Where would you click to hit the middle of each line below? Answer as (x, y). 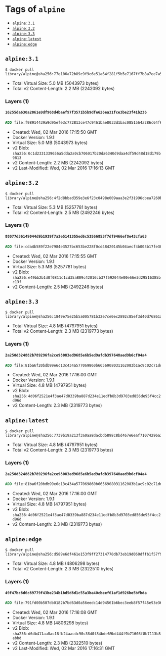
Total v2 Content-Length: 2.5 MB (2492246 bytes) (63, 212)
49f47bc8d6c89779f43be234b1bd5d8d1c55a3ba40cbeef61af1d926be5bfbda (76, 593)
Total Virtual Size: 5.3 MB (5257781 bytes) (55, 207)
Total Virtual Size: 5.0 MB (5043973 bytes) (55, 83)
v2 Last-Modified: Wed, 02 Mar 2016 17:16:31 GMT (63, 648)
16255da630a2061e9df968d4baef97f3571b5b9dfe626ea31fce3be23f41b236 (76, 112)
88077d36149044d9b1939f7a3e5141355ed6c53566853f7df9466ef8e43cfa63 (76, 237)
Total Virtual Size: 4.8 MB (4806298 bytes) (56, 563)
